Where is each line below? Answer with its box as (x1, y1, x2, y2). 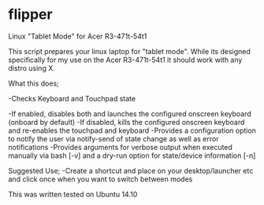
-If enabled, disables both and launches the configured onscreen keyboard (8, 108, 252, 119)
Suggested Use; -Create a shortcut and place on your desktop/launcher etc (8, 166, 254, 175)
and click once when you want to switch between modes (8, 174, 193, 184)
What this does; (8, 79, 59, 88)
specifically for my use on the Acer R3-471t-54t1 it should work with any (8, 55, 243, 64)
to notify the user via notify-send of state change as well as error (8, 134, 219, 143)
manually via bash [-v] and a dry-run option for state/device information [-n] (8, 151, 256, 160)
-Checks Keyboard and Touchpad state (8, 93, 136, 103)
